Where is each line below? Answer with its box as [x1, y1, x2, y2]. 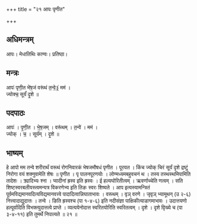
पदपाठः [6, 108, 26, 118]
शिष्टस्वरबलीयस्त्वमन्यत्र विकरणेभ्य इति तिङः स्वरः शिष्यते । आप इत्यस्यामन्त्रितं [6, 184, 150, 191]
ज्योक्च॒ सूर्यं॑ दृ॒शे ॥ [6, 90, 39, 97]
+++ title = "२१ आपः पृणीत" [6, 6, 65, 12]
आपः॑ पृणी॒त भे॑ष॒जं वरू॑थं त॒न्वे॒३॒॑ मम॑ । [6, 84, 71, 91]
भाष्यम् [6, 148, 23, 158]
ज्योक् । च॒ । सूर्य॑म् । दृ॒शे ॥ [6, 131, 59, 138]
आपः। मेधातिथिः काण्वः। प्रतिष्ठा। [6, 51, 68, 58]
